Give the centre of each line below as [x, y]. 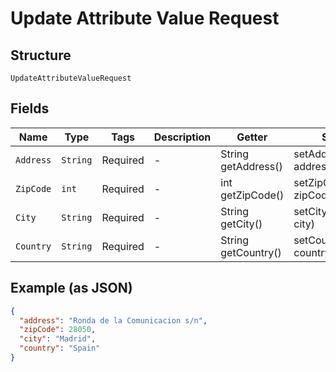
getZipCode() [252, 195]
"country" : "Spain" [60, 348]
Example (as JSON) [71, 288]
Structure [41, 55]
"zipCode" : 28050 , [58, 330]
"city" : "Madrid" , [58, 339]
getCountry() [251, 252]
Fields [30, 108]
